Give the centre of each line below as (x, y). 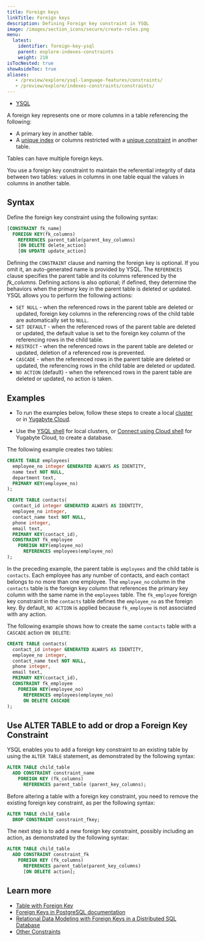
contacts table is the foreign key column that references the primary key (98, 588)
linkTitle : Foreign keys (38, 18)
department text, (34, 478)
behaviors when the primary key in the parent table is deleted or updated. (99, 289)
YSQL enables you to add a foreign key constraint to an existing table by (98, 749)
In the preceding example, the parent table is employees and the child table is (103, 568)
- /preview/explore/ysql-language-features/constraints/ (89, 80)
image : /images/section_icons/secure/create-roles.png (78, 29)
